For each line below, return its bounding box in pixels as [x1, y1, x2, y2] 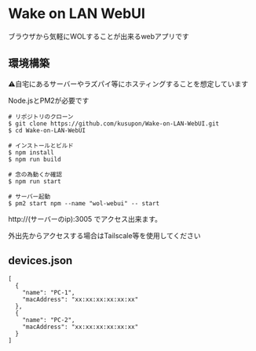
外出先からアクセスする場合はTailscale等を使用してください [8, 230, 202, 240]
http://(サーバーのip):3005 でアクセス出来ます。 [8, 214, 163, 223]
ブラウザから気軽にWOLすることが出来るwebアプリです [8, 31, 190, 41]
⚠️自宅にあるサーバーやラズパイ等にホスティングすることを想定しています [8, 79, 249, 89]
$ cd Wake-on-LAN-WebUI [8, 126, 86, 134]
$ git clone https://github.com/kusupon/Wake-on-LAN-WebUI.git [8, 119, 220, 128]
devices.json [8, 254, 73, 267]
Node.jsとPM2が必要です [8, 96, 90, 105]
